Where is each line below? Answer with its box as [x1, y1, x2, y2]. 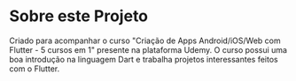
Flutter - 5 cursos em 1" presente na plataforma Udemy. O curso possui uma [9, 44, 288, 55]
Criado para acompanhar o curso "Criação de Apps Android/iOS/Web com [9, 35, 281, 46]
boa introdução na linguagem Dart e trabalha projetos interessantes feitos [9, 54, 278, 64]
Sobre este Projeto [9, 6, 149, 26]
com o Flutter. [9, 63, 60, 74]
